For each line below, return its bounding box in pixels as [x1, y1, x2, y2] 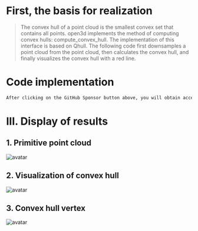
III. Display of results [6, 115, 108, 128]
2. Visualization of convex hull [6, 170, 120, 180]
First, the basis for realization [6, 4, 153, 18]
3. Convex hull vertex [6, 203, 85, 213]
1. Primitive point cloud [6, 138, 92, 148]
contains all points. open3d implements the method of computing [20, 29, 179, 36]
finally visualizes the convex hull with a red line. [20, 55, 136, 62]
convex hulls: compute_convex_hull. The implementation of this [20, 36, 175, 43]
